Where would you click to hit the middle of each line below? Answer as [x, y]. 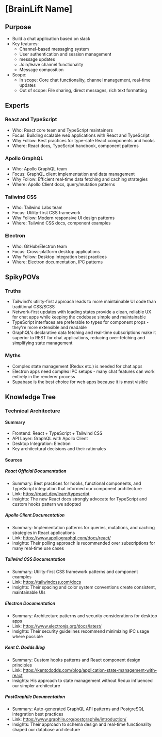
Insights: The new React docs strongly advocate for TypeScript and [79, 499]
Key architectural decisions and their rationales [59, 449]
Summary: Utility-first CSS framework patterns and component [75, 571]
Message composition [41, 70]
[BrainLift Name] [39, 9]
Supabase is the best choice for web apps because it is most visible [80, 382]
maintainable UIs [29, 592]
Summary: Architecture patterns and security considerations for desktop [85, 616]
